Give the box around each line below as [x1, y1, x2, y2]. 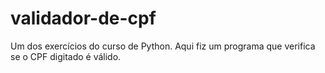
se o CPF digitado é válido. [10, 50, 122, 62]
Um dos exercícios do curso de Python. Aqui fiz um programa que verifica [10, 40, 316, 52]
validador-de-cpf [10, 7, 157, 30]
